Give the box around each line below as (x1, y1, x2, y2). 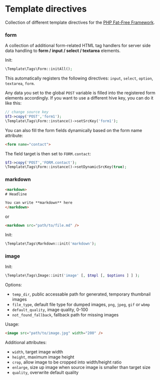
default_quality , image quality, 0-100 (12, 307, 88, 313)
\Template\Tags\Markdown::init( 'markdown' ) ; (5, 241, 96, 246)
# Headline (5, 192, 27, 197)
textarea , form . (5, 81, 35, 86)
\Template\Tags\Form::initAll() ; (5, 66, 73, 71)
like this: (5, 100, 22, 106)
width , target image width (12, 348, 64, 355)
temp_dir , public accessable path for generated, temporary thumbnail (12, 291, 151, 297)
